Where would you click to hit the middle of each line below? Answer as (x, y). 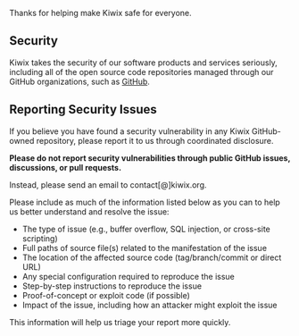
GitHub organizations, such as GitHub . (79, 81)
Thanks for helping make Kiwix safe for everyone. (100, 13)
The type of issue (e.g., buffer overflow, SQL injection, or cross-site (146, 229)
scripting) (40, 238)
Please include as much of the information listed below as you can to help (145, 202)
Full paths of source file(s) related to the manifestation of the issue (145, 248)
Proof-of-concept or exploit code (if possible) (106, 295)
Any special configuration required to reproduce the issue (128, 276)
